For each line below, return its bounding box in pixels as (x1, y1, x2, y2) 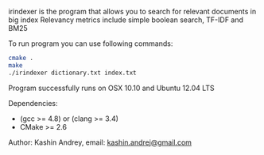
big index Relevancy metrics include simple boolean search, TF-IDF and (8, 15, 244, 25)
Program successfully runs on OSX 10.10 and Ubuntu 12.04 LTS (8, 83, 215, 93)
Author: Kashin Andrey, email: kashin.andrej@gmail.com (8, 138, 192, 147)
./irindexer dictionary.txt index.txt (8, 69, 137, 77)
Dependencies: (8, 98, 58, 108)
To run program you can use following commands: (8, 39, 173, 48)
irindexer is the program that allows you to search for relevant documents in (8, 7, 257, 16)
